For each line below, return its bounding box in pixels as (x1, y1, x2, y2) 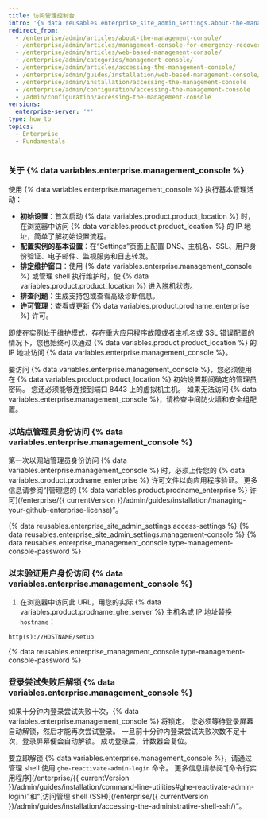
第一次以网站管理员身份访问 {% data (8, 456, 127, 465)
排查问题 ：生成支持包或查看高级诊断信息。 (19, 291, 160, 301)
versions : (8, 100, 41, 108)
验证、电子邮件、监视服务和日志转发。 (26, 251, 153, 261)
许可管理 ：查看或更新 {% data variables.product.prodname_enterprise (19, 301, 250, 310)
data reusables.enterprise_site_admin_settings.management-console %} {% (8, 530, 257, 539)
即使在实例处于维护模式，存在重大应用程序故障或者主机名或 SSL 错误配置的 (8, 328, 255, 337)
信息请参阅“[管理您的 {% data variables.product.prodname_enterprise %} (8, 486, 248, 495)
